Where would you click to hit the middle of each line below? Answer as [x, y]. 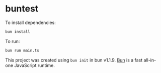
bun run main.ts [22, 50]
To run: [13, 41]
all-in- [150, 60]
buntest [22, 9]
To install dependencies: [31, 22]
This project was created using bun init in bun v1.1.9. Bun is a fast [74, 60]
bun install [18, 31]
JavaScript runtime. [35, 65]
